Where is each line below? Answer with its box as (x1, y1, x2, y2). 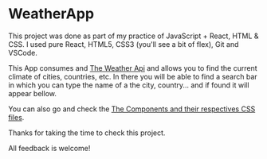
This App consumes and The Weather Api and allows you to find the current (8, 63, 257, 72)
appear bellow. (8, 88, 57, 98)
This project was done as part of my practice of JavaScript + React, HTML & (8, 31, 259, 41)
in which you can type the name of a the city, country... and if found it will (8, 80, 249, 90)
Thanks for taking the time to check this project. (8, 128, 166, 138)
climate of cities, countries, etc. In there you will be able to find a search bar (8, 72, 257, 81)
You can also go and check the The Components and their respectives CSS (8, 104, 256, 114)
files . (8, 112, 25, 122)
